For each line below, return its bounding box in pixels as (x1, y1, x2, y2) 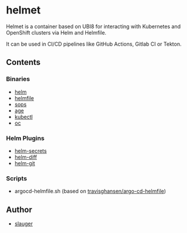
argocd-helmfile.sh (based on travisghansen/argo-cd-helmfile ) (14, 188, 167, 195)
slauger (14, 220, 33, 227)
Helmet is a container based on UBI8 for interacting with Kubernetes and (6, 23, 181, 30)
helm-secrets (14, 147, 47, 154)
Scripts (6, 174, 27, 182)
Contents (6, 57, 41, 67)
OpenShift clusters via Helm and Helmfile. (6, 29, 107, 36)
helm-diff (14, 153, 37, 160)
